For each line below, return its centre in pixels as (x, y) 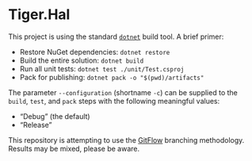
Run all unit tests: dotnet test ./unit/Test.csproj (102, 68)
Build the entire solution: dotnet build (82, 60)
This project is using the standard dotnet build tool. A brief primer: (116, 36)
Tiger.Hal (39, 15)
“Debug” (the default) (55, 116)
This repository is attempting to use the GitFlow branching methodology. (126, 140)
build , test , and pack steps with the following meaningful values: (114, 101)
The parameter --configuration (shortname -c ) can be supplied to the (123, 92)
